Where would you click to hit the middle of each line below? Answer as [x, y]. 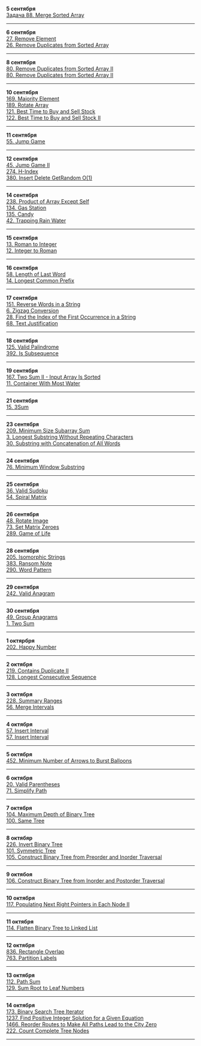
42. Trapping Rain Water [36, 221]
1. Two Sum [20, 623]
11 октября [20, 921]
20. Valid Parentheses [33, 784]
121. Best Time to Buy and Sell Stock [51, 111]
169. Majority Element [33, 99]
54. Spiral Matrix [26, 497]
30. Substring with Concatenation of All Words [63, 443]
